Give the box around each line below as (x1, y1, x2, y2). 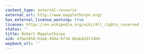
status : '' (5, 27, 29, 32)
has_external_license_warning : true (5, 17, 84, 22)
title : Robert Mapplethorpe (5, 31, 66, 37)
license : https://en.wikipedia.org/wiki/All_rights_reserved (5, 22, 139, 27)
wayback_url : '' (5, 41, 40, 46)
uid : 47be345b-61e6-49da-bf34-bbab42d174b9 (5, 37, 100, 42)
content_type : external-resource (5, 7, 77, 13)
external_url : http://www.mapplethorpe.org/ (5, 12, 102, 17)
